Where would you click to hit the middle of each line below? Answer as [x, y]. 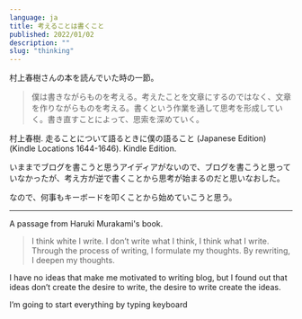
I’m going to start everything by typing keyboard [98, 305]
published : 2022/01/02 [52, 34]
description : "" [40, 43]
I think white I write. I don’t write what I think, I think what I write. [150, 241]
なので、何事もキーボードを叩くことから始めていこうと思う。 [123, 198]
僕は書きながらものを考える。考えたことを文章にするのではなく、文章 [161, 97]
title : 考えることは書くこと [57, 26]
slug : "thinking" [42, 51]
